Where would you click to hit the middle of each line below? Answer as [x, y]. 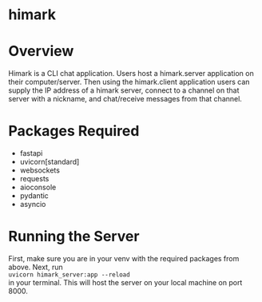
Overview [41, 52]
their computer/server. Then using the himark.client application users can [129, 82]
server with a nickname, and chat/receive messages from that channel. [125, 99]
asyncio [33, 205]
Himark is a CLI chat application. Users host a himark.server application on [131, 74]
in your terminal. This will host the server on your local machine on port [125, 282]
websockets [40, 170]
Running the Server [74, 236]
